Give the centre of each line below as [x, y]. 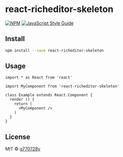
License [18, 137]
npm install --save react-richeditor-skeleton [54, 50]
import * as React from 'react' [39, 78]
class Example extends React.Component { [49, 95]
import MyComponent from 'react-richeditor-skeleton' [62, 86]
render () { [22, 100]
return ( [23, 104]
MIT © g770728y [23, 149]
